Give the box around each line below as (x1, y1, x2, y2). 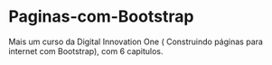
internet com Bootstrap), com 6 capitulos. (8, 45, 164, 56)
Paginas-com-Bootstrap (8, 6, 194, 27)
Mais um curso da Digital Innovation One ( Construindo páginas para (8, 36, 264, 47)
